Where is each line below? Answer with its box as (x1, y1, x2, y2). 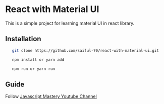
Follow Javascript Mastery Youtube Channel (5, 93, 97, 99)
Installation (5, 35, 41, 43)
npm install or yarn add (12, 57, 65, 62)
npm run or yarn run (12, 66, 56, 71)
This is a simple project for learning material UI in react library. (5, 20, 135, 26)
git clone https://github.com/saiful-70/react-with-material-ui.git (12, 48, 159, 53)
